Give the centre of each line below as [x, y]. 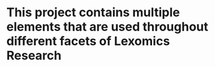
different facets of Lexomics [88, 41]
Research [34, 56]
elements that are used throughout [107, 27]
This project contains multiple [93, 13]
